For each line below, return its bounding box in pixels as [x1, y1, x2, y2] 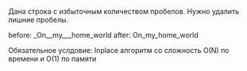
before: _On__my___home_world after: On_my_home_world [8, 31, 199, 39]
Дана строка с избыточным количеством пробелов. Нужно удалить [8, 7, 240, 16]
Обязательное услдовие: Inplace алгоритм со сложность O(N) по [8, 46, 230, 54]
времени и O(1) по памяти [8, 54, 97, 63]
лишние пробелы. [8, 15, 69, 24]
